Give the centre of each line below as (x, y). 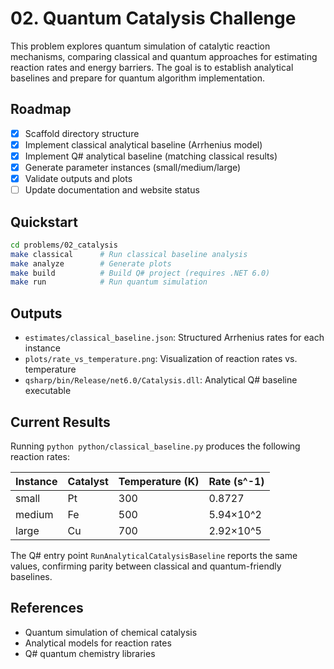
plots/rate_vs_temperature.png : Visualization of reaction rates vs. (161, 359)
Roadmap (41, 109)
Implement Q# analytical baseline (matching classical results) (151, 156)
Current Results (60, 422)
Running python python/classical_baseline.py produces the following (155, 446)
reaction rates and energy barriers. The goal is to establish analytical (152, 67)
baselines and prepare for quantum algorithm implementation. (137, 78)
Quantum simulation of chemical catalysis (111, 632)
